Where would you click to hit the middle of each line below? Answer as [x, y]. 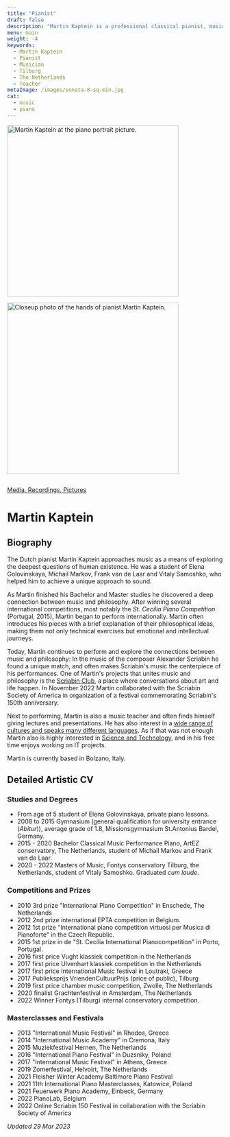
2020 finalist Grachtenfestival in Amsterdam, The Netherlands [104, 993]
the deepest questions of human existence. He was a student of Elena [106, 566]
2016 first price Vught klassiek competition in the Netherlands [104, 956]
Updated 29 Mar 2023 [39, 1127]
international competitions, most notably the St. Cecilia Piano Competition [111, 609]
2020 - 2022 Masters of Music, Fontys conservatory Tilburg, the [108, 865]
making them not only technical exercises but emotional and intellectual [108, 631]
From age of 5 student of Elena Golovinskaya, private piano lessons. [113, 814]
